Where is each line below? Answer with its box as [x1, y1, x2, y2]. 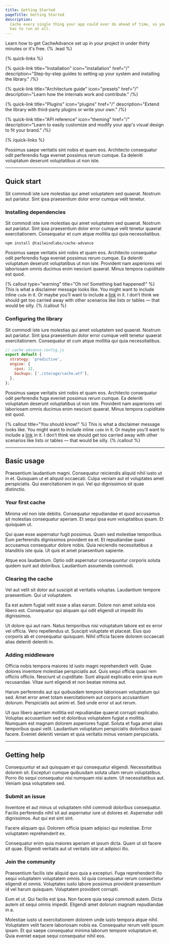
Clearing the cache [5, 575, 53, 582]
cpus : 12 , [14, 366, 35, 372]
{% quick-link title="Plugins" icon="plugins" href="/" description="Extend [5, 101, 159, 107]
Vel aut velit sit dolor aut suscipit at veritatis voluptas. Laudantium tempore [5, 587, 161, 593]
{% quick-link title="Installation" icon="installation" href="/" [5, 65, 130, 72]
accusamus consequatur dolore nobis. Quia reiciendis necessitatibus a [5, 542, 153, 548]
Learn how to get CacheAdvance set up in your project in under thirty [5, 40, 150, 46]
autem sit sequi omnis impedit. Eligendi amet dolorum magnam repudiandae [5, 901, 163, 907]
